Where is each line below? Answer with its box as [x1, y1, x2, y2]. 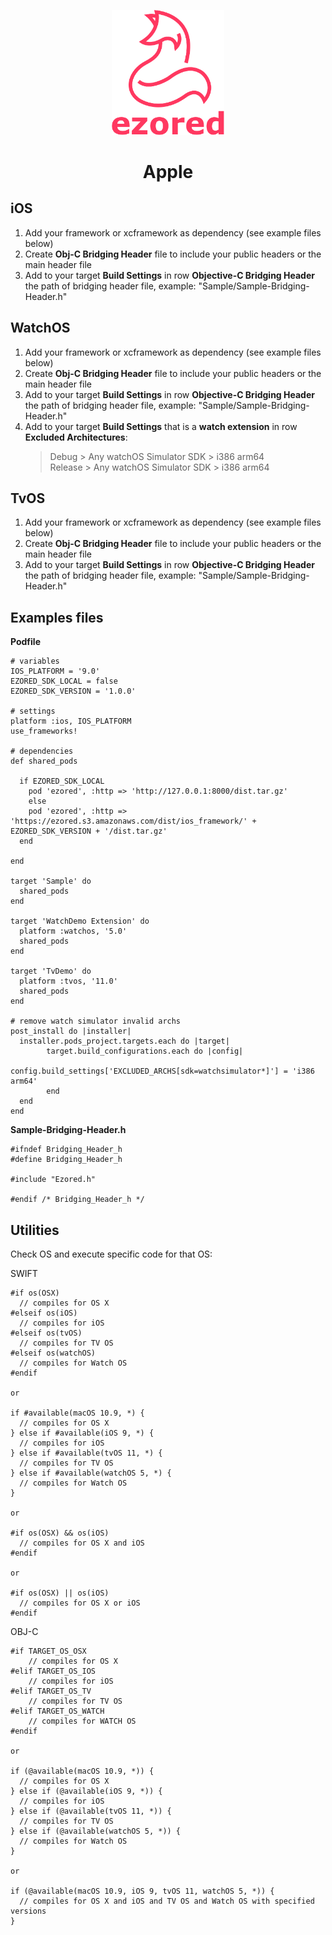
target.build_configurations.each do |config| [46, 1046, 244, 1057]
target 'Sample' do [10, 876, 92, 887]
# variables [10, 656, 60, 667]
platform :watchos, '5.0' [19, 926, 128, 937]
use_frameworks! [10, 726, 78, 737]
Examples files [10, 609, 104, 626]
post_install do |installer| [10, 1026, 132, 1037]
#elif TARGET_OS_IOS [10, 1666, 97, 1677]
